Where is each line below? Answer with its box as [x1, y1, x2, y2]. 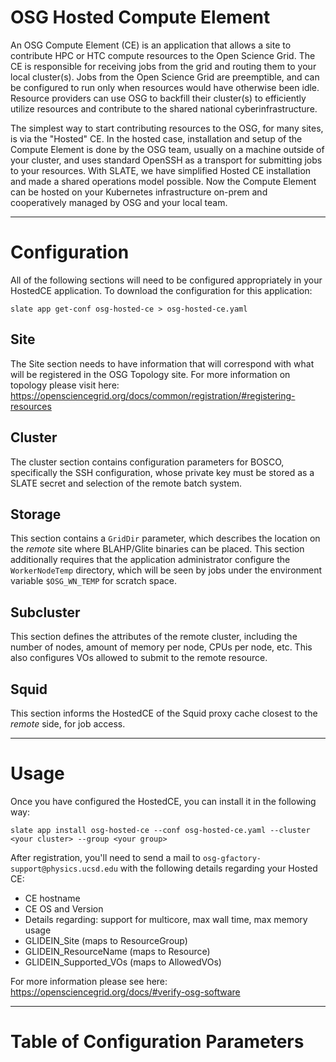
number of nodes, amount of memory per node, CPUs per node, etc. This [10, 641, 313, 653]
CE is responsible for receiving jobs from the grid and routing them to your [10, 60, 317, 72]
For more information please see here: [10, 975, 168, 987]
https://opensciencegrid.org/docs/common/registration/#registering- [10, 389, 296, 401]
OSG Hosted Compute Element [10, 6, 271, 29]
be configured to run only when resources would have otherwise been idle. [10, 81, 320, 93]
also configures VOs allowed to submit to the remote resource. [10, 652, 268, 664]
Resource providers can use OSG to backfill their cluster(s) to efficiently [10, 92, 307, 104]
